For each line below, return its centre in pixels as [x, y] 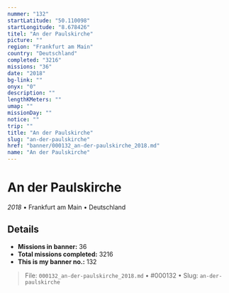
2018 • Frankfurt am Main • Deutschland [67, 207]
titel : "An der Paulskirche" [50, 34]
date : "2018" [27, 73]
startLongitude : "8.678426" [49, 27]
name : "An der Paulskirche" [49, 153]
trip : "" [20, 126]
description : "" [31, 93]
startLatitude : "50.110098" [49, 21]
